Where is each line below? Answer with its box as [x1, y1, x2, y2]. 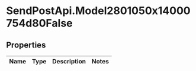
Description [52, 58, 86, 65]
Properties [6, 40, 46, 50]
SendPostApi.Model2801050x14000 [6, 4, 191, 18]
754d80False [6, 16, 73, 30]
